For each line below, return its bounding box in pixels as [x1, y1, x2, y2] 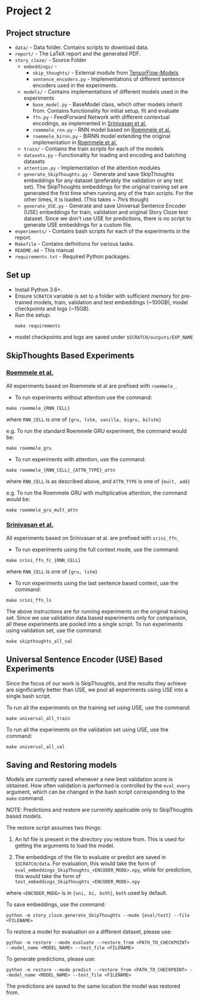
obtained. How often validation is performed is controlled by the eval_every [6, 782, 191, 789]
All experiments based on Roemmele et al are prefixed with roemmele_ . [6, 382, 177, 389]
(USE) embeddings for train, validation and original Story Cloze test [23, 209, 188, 215]
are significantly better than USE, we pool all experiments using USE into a [6, 686, 188, 693]
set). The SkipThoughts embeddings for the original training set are [23, 183, 188, 190]
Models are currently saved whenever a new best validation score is [6, 776, 173, 783]
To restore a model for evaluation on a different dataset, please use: [6, 928, 172, 935]
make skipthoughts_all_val [6, 638, 73, 644]
